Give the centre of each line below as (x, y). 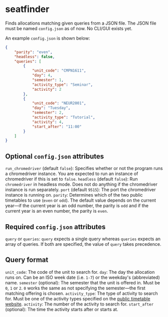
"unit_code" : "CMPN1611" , (59, 71)
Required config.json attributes (55, 227)
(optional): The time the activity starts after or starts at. (62, 309)
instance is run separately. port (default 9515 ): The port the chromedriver (81, 190)
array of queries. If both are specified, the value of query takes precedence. (83, 244)
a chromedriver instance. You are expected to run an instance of (72, 174)
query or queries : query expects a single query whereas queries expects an (83, 239)
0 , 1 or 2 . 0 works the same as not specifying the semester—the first (75, 288)
